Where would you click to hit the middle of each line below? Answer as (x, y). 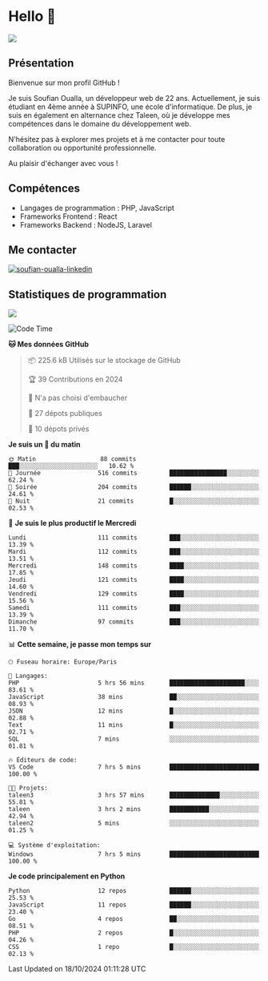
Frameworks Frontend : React (68, 216)
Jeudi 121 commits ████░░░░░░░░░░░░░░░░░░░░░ (134, 580)
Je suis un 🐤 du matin (44, 445)
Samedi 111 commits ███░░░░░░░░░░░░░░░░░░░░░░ (134, 608)
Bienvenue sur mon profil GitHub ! (64, 83)
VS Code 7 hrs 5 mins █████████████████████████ (134, 767)
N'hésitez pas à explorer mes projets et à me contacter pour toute (117, 139)
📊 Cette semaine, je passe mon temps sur (80, 644)
